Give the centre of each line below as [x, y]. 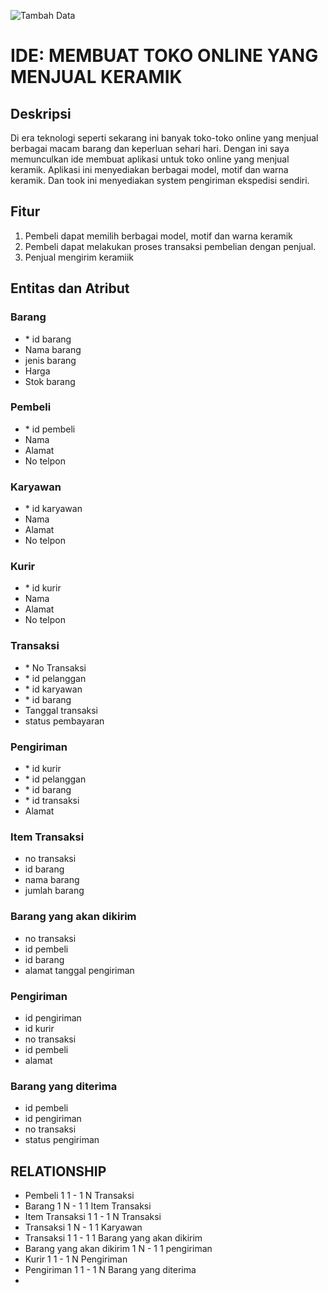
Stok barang [50, 381]
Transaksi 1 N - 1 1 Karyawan [83, 1227]
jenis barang [50, 360]
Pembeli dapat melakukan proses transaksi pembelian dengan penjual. [170, 246]
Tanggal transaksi [61, 710]
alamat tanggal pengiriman [79, 970]
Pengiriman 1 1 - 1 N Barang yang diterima [110, 1269]
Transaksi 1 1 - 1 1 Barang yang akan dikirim [113, 1237]
